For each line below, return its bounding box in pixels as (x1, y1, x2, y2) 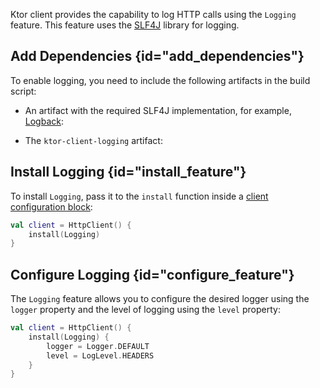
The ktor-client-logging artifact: (24, 134, 163, 146)
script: (10, 85, 37, 97)
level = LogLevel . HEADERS (46, 350, 155, 361)
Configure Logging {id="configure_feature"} (10, 266, 295, 283)
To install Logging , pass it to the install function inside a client (10, 190, 269, 202)
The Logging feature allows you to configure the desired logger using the (10, 293, 310, 305)
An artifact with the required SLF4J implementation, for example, (24, 104, 292, 116)
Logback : (24, 115, 64, 127)
